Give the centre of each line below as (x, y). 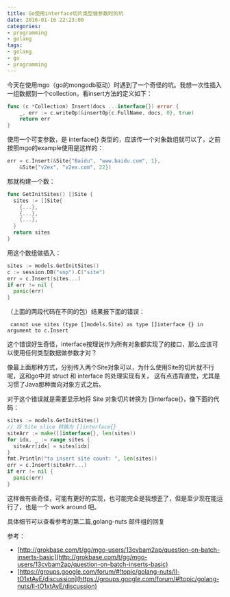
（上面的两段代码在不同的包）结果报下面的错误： (76, 312)
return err (35, 119)
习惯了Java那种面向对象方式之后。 (56, 385)
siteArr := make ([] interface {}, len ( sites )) (72, 433)
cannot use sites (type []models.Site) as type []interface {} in (107, 325)
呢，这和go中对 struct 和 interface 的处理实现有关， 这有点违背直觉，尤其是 (114, 376)
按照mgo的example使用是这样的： (55, 148)
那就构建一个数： (31, 181)
